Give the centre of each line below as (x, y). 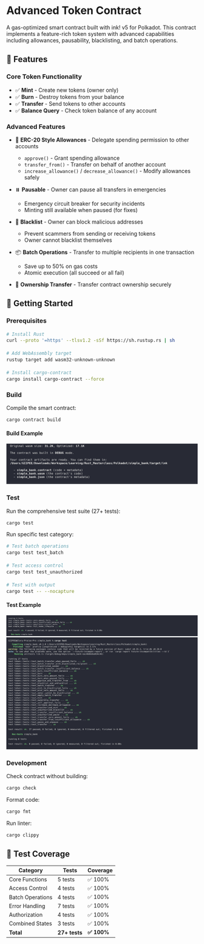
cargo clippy (23, 835)
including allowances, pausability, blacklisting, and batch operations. (92, 40)
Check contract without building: (47, 776)
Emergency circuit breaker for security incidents (84, 204)
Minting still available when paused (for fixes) (81, 210)
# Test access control (35, 566)
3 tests (66, 923)
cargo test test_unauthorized (45, 572)
